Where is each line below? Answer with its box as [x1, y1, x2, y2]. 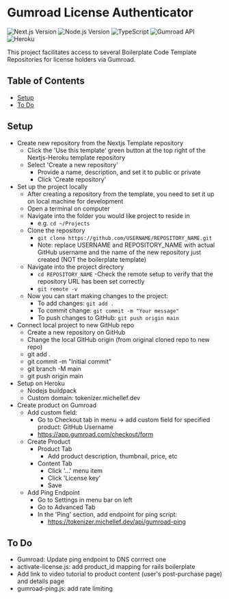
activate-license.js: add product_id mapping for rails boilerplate [16, 563, 196, 571]
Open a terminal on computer [27, 204, 111, 212]
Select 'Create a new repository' [27, 160, 118, 169]
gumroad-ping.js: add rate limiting [16, 585, 113, 593]
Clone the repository [27, 226, 85, 234]
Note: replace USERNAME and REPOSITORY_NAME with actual [37, 241, 215, 249]
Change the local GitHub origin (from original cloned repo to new [27, 335, 210, 343]
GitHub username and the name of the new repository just [37, 248, 202, 256]
